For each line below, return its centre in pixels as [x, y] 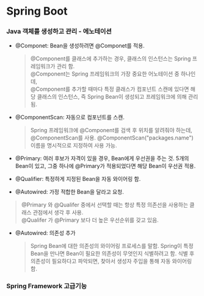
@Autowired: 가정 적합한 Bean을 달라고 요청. [69, 192]
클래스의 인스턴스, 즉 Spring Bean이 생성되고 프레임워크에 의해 [112, 97]
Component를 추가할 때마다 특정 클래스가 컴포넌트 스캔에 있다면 [112, 89]
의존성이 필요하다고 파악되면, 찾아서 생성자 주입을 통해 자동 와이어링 [111, 261]
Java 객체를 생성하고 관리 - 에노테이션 [59, 32]
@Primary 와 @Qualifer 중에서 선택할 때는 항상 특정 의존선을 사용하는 [104, 205]
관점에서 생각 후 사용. [58, 213]
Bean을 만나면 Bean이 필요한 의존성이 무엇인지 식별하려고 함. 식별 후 [112, 253]
